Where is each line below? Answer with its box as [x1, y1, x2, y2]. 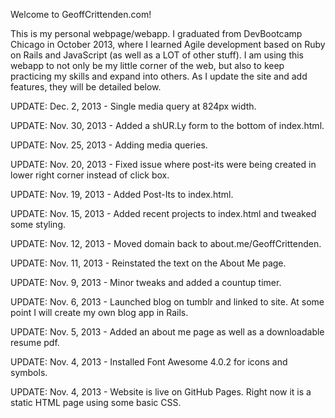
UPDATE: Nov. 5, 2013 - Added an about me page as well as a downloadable [10, 326, 325, 338]
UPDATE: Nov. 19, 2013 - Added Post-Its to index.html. [10, 189, 234, 200]
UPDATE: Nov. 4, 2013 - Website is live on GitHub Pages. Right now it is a [10, 386, 312, 398]
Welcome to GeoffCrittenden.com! [10, 9, 152, 20]
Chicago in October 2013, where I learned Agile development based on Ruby [10, 39, 326, 50]
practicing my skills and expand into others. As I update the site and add [10, 70, 308, 82]
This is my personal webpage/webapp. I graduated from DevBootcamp [10, 28, 303, 39]
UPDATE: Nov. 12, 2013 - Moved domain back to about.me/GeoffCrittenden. [10, 238, 322, 249]
